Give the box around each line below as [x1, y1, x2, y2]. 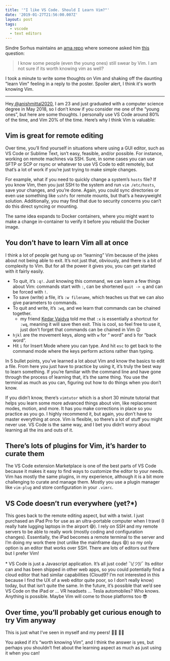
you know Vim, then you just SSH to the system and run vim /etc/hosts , [5, 181, 156, 188]
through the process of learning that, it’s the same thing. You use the [5, 374, 148, 380]
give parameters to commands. [12, 300, 78, 306]
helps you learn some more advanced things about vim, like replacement [5, 400, 157, 406]
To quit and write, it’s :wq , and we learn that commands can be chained [12, 305, 161, 311]
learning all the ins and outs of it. [5, 427, 73, 433]
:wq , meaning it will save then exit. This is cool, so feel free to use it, [20, 321, 161, 327]
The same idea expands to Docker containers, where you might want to [5, 213, 154, 219]
